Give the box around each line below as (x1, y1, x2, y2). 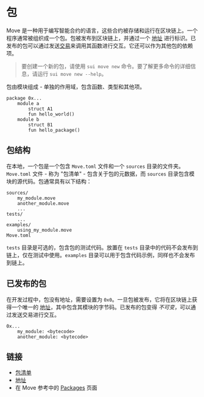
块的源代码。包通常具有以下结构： (6, 178, 92, 185)
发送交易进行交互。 (11, 311, 60, 318)
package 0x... (6, 95, 43, 101)
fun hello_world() (28, 111, 75, 117)
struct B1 (28, 122, 53, 128)
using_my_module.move (17, 227, 72, 233)
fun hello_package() (28, 127, 80, 133)
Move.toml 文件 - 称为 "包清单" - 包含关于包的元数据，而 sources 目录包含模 (6, 170, 195, 177)
